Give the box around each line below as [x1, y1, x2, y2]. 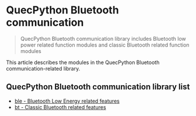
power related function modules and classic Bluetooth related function [20, 41, 190, 48]
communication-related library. [6, 65, 80, 72]
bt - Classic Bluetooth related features [14, 103, 106, 111]
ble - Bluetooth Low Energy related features [14, 97, 120, 104]
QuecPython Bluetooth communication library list [6, 82, 190, 92]
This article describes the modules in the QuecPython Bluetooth [6, 59, 160, 66]
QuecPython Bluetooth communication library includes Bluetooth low [20, 35, 187, 42]
